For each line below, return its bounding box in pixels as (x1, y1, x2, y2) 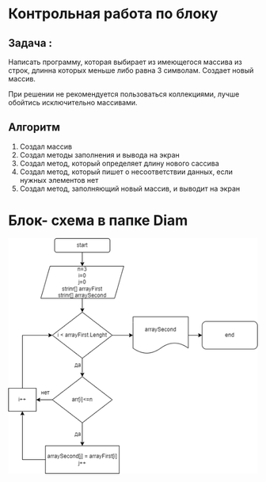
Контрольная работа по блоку (8, 5, 218, 23)
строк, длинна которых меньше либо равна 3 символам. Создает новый (8, 66, 254, 75)
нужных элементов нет (19, 175, 99, 184)
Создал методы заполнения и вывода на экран (19, 150, 180, 159)
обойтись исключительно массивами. (8, 98, 138, 107)
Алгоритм (8, 120, 61, 135)
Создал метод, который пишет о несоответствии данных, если (19, 167, 234, 176)
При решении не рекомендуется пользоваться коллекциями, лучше (8, 89, 240, 99)
